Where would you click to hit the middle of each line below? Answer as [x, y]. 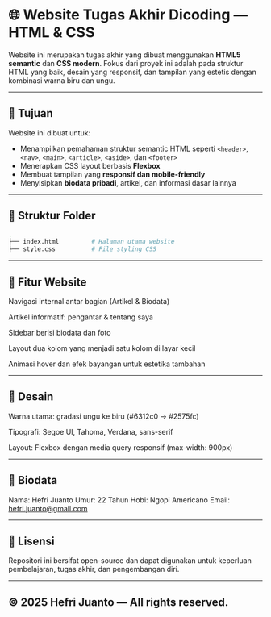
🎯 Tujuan [31, 113]
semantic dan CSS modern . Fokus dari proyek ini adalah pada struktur [126, 63]
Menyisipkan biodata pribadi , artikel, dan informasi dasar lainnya [128, 182]
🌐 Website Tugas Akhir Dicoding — [128, 15]
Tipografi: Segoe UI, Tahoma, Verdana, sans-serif [91, 431]
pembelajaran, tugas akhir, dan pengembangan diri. [94, 569]
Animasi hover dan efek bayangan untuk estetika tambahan [107, 364]
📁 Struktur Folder [52, 216]
